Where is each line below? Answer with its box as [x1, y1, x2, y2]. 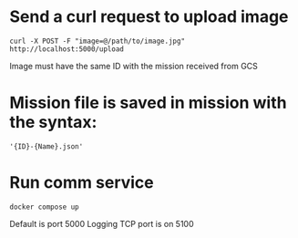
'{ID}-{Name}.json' [9, 141, 84, 151]
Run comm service [9, 172, 154, 193]
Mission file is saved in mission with [9, 93, 287, 113]
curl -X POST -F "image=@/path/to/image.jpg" [9, 36, 185, 46]
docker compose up [9, 202, 79, 212]
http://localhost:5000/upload [9, 44, 125, 54]
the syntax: [9, 112, 98, 133]
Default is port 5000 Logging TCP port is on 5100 [9, 218, 194, 229]
